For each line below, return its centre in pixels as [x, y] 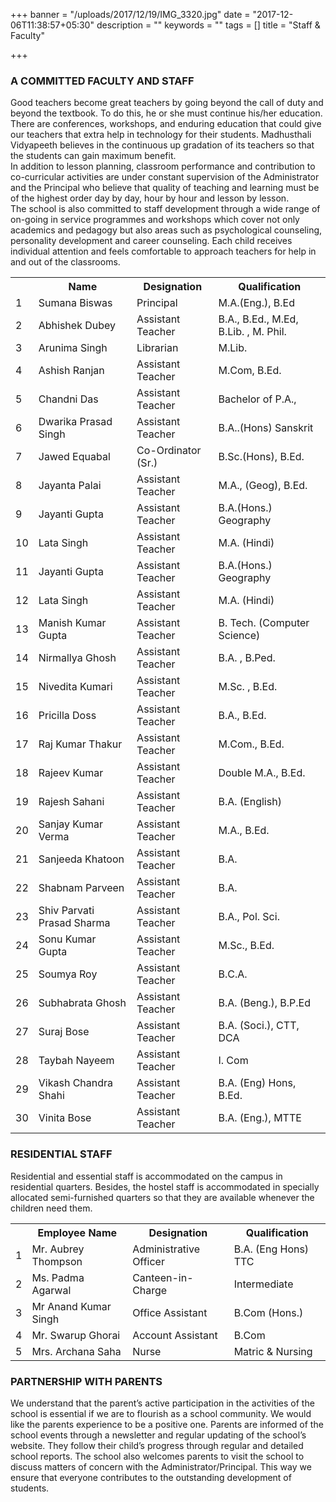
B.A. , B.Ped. [247, 658]
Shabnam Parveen [81, 888]
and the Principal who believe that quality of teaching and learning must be [165, 188]
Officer [148, 1261]
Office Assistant [170, 1312]
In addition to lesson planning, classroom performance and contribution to [163, 166]
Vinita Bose [65, 1118]
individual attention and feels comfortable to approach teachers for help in [163, 251]
